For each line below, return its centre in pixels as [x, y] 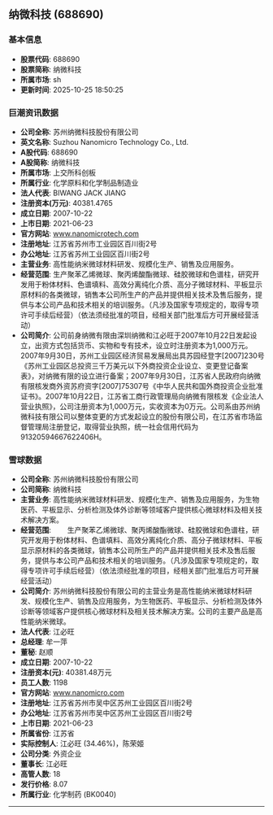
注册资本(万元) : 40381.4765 [66, 203]
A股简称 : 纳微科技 [50, 162]
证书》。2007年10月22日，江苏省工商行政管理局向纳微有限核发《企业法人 [142, 396]
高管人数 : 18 [40, 774]
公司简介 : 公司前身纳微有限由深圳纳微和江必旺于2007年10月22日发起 [135, 335]
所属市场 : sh [41, 79]
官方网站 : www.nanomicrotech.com [80, 233]
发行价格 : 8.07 [44, 784]
